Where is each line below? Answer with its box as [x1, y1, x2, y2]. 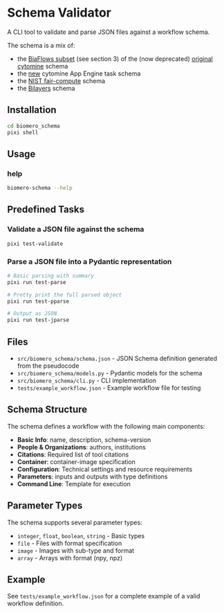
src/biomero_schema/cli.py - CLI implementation [17, 376, 157, 384]
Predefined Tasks [7, 204, 85, 215]
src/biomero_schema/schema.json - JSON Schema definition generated [17, 354, 218, 362]
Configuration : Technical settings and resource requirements [17, 465, 193, 473]
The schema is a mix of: [7, 41, 75, 49]
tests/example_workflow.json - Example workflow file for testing [17, 383, 201, 392]
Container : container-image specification [17, 457, 136, 465]
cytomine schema [17, 62, 68, 70]
